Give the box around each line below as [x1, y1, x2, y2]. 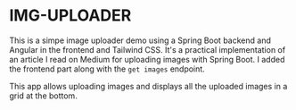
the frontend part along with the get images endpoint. [9, 63, 205, 74]
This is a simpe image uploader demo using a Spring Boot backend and [9, 35, 272, 46]
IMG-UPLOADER [9, 5, 132, 26]
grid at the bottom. [9, 90, 78, 101]
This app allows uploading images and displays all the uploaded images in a [9, 80, 288, 91]
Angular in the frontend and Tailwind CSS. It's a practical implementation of [9, 44, 286, 55]
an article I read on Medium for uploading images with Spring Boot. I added [9, 54, 285, 64]
